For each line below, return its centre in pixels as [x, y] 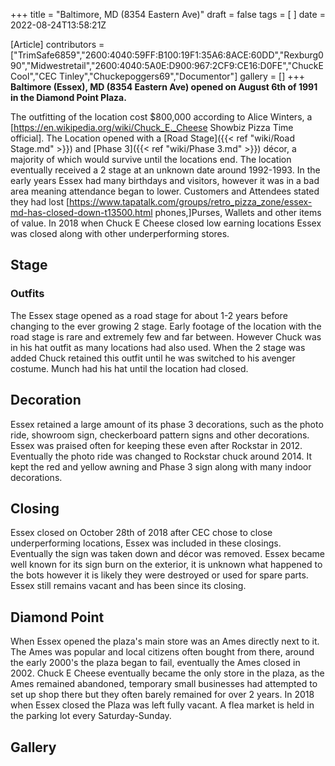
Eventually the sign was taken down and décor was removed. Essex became [167, 554]
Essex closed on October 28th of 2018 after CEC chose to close [141, 533]
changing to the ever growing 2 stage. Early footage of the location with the [166, 326]
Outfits [27, 294]
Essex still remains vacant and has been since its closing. [128, 586]
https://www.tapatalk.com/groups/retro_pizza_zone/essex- [191, 202]
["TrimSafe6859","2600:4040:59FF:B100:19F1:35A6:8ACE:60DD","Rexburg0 [167, 55]
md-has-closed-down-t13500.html [81, 212]
